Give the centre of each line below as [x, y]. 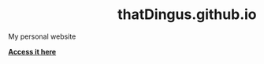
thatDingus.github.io [187, 15]
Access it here [32, 51]
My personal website [42, 36]
